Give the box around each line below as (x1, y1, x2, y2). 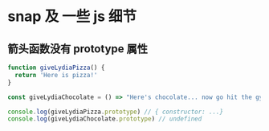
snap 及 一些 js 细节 (7, 7, 137, 26)
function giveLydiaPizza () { (7, 63, 105, 72)
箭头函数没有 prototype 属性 (7, 42, 149, 55)
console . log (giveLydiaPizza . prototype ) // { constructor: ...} (7, 108, 224, 116)
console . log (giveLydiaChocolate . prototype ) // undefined (7, 115, 202, 123)
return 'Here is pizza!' (14, 71, 98, 79)
